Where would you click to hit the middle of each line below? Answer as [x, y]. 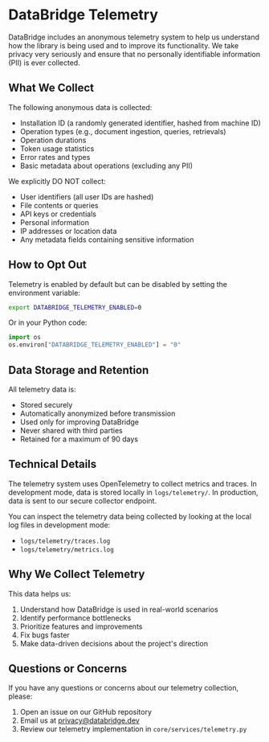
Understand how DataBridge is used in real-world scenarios [119, 609]
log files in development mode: [59, 525]
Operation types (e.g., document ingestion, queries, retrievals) [123, 131]
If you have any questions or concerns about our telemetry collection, [124, 688]
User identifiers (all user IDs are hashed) [87, 197]
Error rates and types [55, 157]
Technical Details [53, 464]
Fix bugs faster [45, 635]
